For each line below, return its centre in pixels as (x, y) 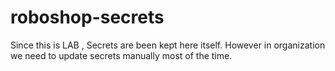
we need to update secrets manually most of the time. (121, 55)
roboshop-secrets (87, 17)
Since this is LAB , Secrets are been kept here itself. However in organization (168, 45)
